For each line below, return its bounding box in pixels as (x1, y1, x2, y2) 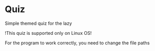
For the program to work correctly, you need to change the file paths (5, 39, 150, 46)
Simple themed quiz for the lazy (5, 20, 72, 26)
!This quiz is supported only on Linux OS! (5, 30, 92, 36)
